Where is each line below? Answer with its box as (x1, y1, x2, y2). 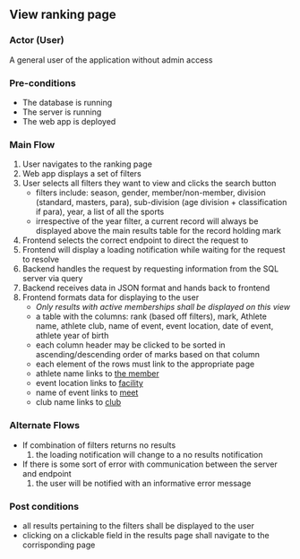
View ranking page (9, 7, 116, 22)
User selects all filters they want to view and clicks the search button (21, 178, 277, 189)
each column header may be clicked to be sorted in (35, 340, 226, 350)
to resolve (21, 254, 60, 265)
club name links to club (35, 397, 122, 408)
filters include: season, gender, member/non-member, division (35, 187, 266, 198)
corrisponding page (21, 539, 96, 550)
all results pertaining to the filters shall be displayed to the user (21, 520, 255, 531)
